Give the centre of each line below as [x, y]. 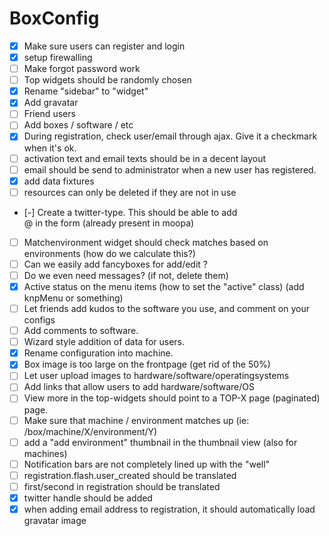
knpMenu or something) [73, 298]
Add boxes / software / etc [78, 125]
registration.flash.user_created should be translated [130, 475]
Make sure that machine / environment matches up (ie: [136, 420]
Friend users [49, 114]
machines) [45, 453]
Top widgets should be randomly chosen [107, 80]
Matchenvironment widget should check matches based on [146, 242]
